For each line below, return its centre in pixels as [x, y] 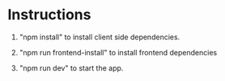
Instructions [49, 15]
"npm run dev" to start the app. [71, 68]
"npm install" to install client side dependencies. [100, 37]
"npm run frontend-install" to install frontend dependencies [118, 52]
